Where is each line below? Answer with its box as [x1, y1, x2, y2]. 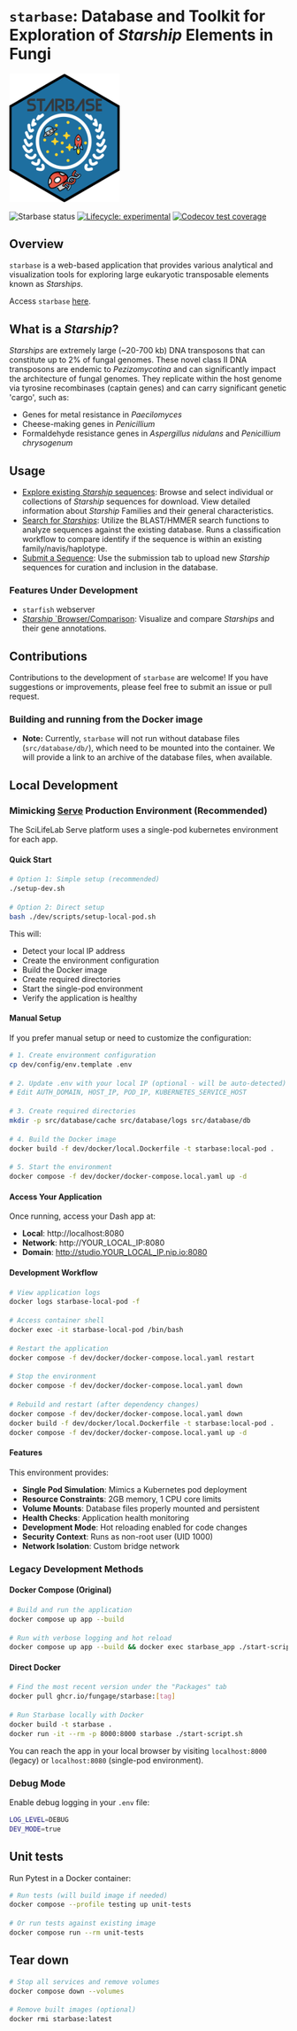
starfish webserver [21, 604, 95, 615]
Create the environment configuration [21, 955, 159, 965]
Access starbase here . [9, 296, 91, 306]
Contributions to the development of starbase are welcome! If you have [9, 672, 269, 683]
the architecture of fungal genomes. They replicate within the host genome [9, 374, 283, 384]
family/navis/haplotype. [21, 543, 108, 554]
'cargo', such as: [9, 392, 69, 403]
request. [9, 691, 40, 702]
